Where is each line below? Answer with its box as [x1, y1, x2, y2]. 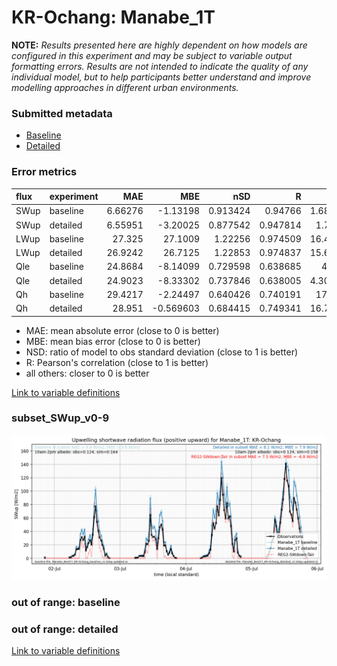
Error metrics [11, 165, 78, 179]
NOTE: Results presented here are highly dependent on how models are [11, 39, 308, 51]
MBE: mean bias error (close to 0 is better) [25, 335, 201, 347]
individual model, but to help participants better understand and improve [11, 71, 312, 83]
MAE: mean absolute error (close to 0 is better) [25, 324, 220, 336]
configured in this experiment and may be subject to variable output [11, 49, 293, 61]
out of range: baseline [11, 596, 121, 610]
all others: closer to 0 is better [25, 367, 150, 379]
